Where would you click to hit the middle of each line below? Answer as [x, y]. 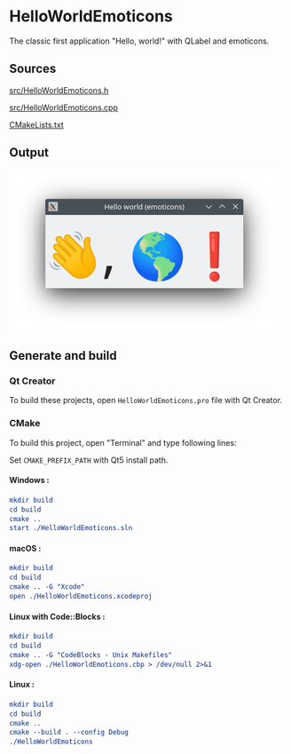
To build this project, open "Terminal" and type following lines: [123, 442]
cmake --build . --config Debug [69, 733]
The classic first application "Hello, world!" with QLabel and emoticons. [139, 41]
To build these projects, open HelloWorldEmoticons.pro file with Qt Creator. [145, 401]
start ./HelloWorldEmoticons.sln [71, 528]
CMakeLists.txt [36, 124]
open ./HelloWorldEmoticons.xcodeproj [81, 597]
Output [29, 153]
